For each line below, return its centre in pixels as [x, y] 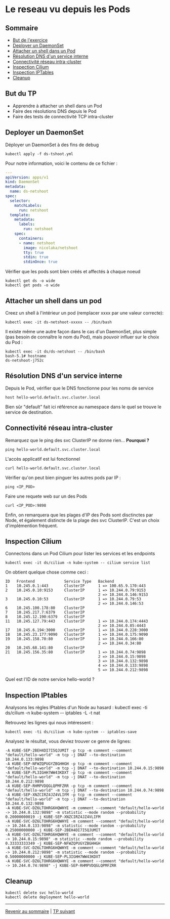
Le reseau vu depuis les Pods [68, 9]
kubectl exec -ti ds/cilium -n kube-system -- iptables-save [71, 732]
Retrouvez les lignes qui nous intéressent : [49, 723]
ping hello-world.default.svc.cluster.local [53, 449]
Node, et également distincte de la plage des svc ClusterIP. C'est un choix [82, 520]
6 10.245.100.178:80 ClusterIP [45, 608]
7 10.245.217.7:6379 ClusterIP [45, 612]
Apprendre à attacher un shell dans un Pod [57, 106]
